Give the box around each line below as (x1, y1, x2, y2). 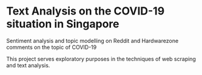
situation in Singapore (6, 17, 120, 31)
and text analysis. (6, 62, 50, 69)
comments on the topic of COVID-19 (6, 44, 97, 51)
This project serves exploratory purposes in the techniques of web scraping (6, 55, 196, 62)
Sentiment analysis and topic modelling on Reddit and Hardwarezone (6, 37, 179, 44)
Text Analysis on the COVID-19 (6, 4, 165, 18)
